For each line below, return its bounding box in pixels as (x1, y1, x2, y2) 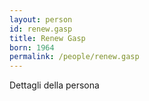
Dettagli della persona (9, 79, 100, 91)
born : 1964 (9, 42, 55, 53)
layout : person (9, 14, 73, 25)
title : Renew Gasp (9, 33, 86, 43)
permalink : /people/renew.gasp (9, 52, 140, 62)
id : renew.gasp (9, 24, 73, 34)
